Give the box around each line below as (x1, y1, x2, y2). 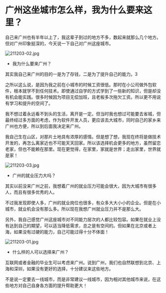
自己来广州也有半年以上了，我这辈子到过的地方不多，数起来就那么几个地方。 (5, 34, 161, 40)
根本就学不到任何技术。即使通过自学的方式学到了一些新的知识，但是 (13, 88, 152, 94)
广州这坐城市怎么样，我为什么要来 (5, 4, 144, 16)
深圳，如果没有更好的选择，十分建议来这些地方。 (13, 266, 114, 272)
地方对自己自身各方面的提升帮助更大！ (9, 282, 87, 288)
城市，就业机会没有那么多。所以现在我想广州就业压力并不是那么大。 (5, 206, 144, 212)
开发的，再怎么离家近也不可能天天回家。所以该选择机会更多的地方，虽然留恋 (5, 140, 161, 146)
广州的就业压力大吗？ (12, 172, 56, 178)
